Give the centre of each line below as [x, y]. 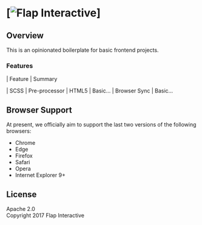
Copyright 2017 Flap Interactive [45, 215]
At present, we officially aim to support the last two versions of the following [101, 125]
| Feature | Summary [32, 79]
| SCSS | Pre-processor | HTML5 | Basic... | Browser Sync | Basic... [90, 91]
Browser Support [39, 110]
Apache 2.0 [21, 209]
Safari [22, 162]
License [22, 194]
